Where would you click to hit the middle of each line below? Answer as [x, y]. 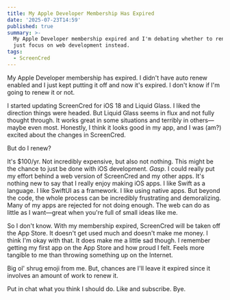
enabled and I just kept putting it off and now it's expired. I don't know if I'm [114, 85]
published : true [30, 26]
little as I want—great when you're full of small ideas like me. [92, 212]
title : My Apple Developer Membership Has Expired [81, 13]
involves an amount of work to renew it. [63, 275]
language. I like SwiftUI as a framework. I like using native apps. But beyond [114, 190]
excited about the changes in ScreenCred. [66, 135]
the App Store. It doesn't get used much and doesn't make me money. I [107, 233]
